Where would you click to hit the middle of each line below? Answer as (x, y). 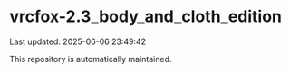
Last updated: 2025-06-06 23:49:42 (78, 41)
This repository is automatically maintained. (91, 59)
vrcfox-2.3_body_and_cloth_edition (146, 17)
